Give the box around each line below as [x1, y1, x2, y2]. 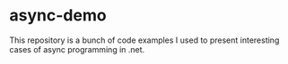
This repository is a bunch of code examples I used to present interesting [9, 35, 280, 45]
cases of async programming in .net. [9, 44, 145, 54]
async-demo [9, 5, 107, 26]
